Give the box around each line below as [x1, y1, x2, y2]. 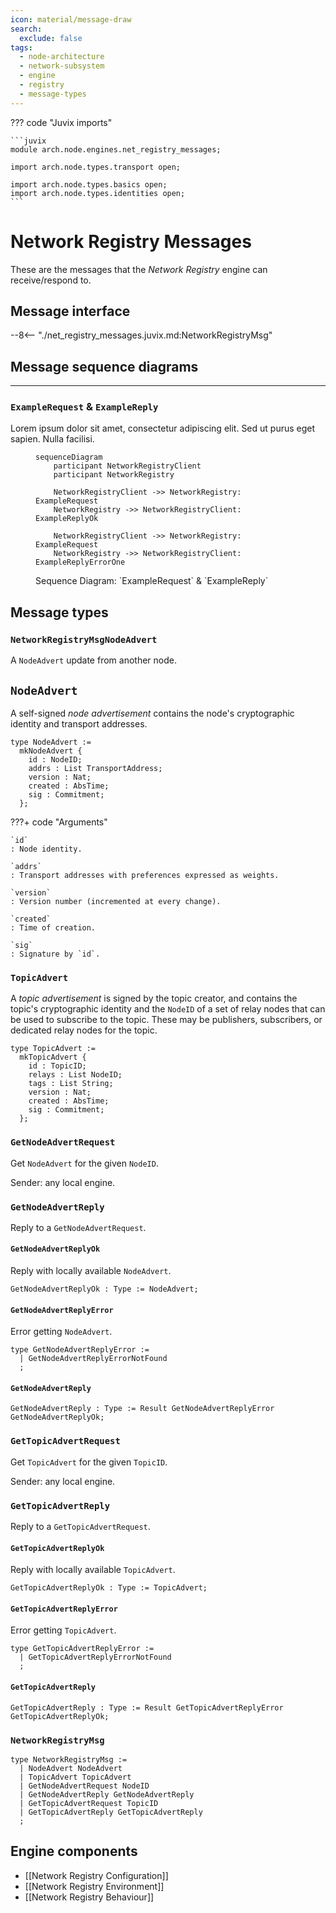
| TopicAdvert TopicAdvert [19, 1772, 132, 1782]
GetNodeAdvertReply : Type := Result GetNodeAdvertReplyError [10, 1404, 275, 1414]
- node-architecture [19, 52, 105, 62]
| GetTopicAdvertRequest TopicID [19, 1798, 159, 1808]
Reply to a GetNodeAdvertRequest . [10, 1221, 147, 1233]
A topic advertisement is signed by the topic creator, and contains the [10, 992, 298, 1005]
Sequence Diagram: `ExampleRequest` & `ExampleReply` [35, 575, 269, 587]
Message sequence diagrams [10, 358, 199, 375]
